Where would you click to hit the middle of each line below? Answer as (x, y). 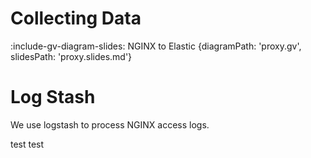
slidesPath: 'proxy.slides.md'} (71, 56)
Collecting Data (76, 18)
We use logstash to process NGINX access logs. (110, 124)
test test (27, 144)
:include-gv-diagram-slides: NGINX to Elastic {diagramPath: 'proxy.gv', (156, 46)
